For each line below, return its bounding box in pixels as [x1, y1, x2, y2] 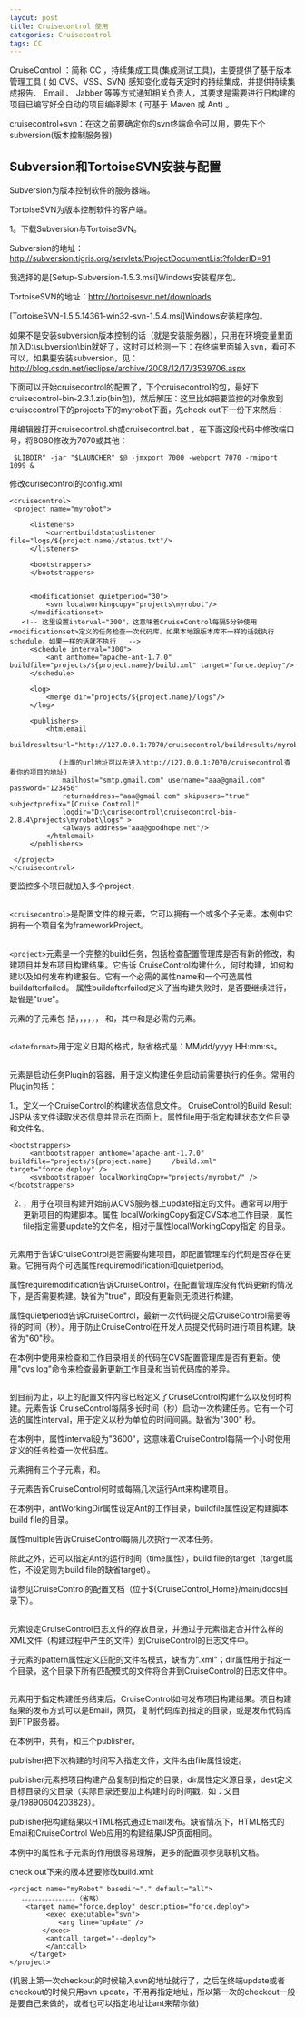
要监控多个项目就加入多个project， [9, 880, 140, 892]
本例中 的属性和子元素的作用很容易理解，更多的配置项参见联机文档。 [9, 1847, 264, 1858]
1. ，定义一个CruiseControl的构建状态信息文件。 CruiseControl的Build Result [9, 1100, 292, 1110]
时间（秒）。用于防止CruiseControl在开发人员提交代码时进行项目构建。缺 [25, 1322, 297, 1333]
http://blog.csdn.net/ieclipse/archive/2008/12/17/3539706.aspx [9, 363, 247, 374]
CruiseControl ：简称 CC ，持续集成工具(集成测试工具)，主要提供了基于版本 [9, 65, 292, 76]
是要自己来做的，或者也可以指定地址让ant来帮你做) [9, 1998, 200, 2009]
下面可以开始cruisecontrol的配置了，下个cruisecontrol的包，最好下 [9, 381, 260, 392]
